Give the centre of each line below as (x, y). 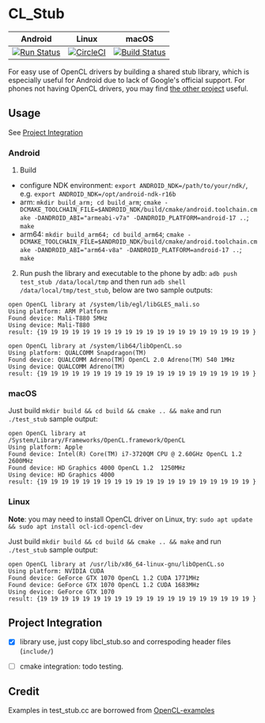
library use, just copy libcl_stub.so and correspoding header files (125, 642)
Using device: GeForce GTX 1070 (61, 592)
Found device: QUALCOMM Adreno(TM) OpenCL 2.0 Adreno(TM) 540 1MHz (122, 360)
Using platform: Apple (45, 447)
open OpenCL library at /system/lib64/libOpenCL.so (95, 346)
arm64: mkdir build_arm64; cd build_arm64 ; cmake (102, 235)
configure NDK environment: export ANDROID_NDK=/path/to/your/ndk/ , (134, 186)
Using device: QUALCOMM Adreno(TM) (67, 367)
